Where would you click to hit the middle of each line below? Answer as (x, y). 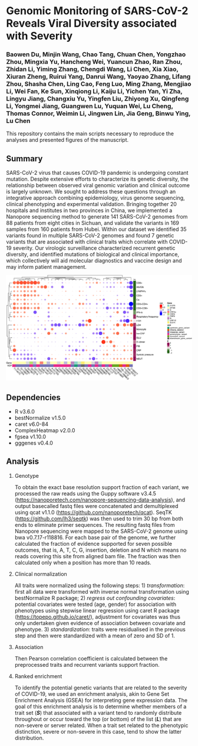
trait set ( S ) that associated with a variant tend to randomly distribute (98, 712)
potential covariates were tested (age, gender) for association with (95, 604)
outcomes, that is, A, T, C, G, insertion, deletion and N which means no (100, 550)
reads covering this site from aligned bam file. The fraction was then (98, 556)
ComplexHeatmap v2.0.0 (45, 431)
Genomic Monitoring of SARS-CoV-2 (97, 11)
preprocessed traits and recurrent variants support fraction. (87, 664)
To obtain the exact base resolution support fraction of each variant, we (102, 487)
